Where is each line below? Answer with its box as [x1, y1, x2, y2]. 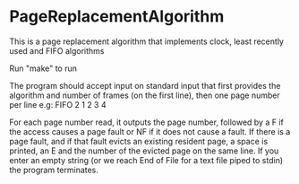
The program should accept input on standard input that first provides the [9, 80, 281, 91]
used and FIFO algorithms [9, 45, 105, 56]
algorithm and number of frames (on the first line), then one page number [9, 90, 280, 101]
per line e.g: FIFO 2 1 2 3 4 [9, 99, 107, 110]
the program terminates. [9, 164, 98, 175]
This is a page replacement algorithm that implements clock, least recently [9, 36, 285, 47]
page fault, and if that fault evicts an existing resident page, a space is [9, 136, 269, 146]
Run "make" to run [9, 63, 78, 74]
